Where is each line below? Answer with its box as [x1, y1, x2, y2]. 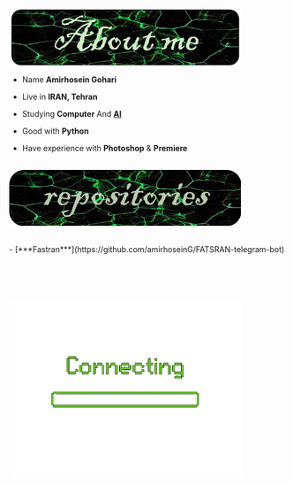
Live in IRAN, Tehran [21, 91, 98, 102]
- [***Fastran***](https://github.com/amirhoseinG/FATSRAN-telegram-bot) [9, 244, 285, 255]
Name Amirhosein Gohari [21, 73, 117, 85]
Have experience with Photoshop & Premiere [21, 142, 188, 153]
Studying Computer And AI [21, 108, 122, 119]
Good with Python [21, 126, 90, 136]
